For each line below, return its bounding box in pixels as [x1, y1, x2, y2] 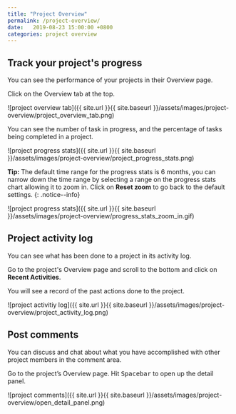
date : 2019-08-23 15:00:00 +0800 [7, 24, 113, 31]
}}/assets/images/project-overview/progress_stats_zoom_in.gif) [7, 212, 195, 221]
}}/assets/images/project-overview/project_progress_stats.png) [7, 154, 195, 163]
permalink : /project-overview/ [7, 17, 101, 24]
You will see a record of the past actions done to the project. [7, 286, 185, 295]
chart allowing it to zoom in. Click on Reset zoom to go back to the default [7, 183, 225, 191]
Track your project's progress [7, 56, 143, 69]
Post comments [7, 329, 79, 341]
